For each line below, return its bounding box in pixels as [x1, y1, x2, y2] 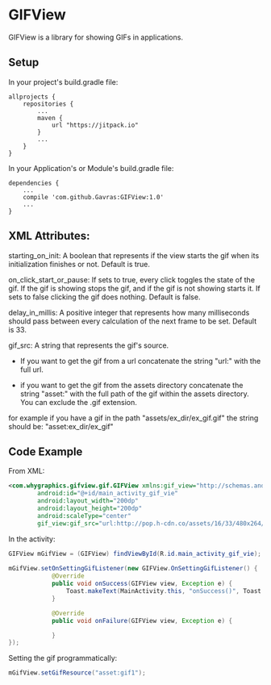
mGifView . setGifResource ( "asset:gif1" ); [8, 669, 147, 677]
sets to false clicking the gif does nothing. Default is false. [8, 292, 201, 302]
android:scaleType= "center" [37, 512, 131, 520]
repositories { [23, 99, 74, 108]
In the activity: [8, 534, 56, 544]
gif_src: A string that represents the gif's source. [8, 340, 169, 350]
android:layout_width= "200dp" [37, 497, 139, 505]
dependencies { [8, 179, 60, 187]
